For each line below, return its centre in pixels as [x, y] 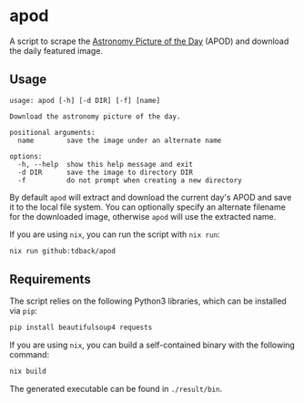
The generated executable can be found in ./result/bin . [116, 389]
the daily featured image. [56, 50]
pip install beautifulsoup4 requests [81, 328]
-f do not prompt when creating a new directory [130, 180]
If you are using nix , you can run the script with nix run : [115, 234]
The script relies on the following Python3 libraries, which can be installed [148, 301]
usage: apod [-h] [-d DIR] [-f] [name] [85, 100]
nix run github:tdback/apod [63, 251]
